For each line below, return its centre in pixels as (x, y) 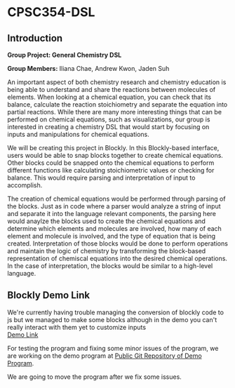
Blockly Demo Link (49, 295)
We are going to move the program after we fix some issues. (95, 377)
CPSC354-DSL (51, 12)
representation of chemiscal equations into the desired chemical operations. (117, 258)
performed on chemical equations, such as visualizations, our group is (109, 119)
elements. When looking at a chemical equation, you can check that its (109, 97)
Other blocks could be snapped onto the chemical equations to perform (111, 163)
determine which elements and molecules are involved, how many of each (115, 228)
